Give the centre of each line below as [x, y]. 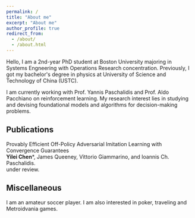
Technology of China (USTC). [42, 80]
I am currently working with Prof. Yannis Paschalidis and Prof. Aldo [88, 92]
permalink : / [22, 12]
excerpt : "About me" [32, 23]
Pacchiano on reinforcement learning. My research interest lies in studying [97, 98]
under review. [23, 169]
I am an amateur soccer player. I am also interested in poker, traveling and [97, 202]
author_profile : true [33, 28]
